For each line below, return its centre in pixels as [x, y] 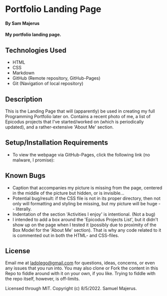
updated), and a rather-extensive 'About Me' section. [59, 127]
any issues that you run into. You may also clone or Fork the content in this [82, 268]
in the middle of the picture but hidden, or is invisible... [68, 193]
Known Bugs [25, 176]
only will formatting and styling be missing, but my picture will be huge [85, 203]
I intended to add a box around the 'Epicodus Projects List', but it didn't [85, 219]
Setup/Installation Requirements [57, 143]
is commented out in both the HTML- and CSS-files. [66, 235]
